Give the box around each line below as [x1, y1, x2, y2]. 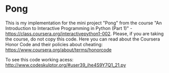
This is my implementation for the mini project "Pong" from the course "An [5, 20, 162, 26]
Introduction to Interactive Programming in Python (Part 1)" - [5, 25, 133, 31]
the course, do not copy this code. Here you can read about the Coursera [5, 36, 160, 42]
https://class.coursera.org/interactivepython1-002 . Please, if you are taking [5, 30, 164, 36]
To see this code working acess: [5, 56, 74, 62]
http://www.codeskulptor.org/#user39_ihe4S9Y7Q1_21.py [5, 62, 126, 68]
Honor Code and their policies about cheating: [5, 41, 103, 47]
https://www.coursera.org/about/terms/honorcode [5, 47, 112, 53]
